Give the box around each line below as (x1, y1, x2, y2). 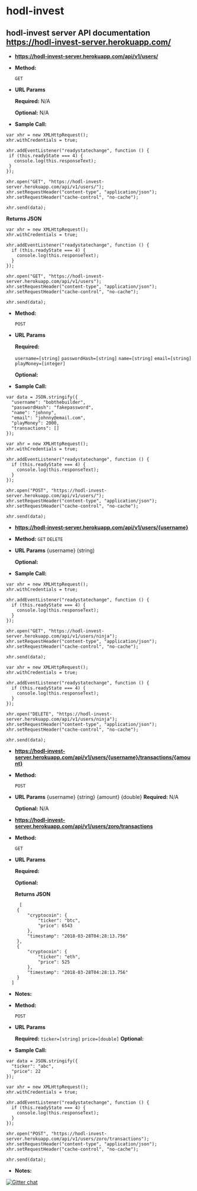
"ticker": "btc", (37, 918, 81, 923)
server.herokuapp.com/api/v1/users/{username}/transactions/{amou (14, 754, 191, 760)
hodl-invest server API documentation (6, 28, 151, 38)
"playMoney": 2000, (11, 420, 60, 426)
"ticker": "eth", (37, 954, 81, 960)
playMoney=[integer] (14, 361, 66, 367)
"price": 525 (37, 959, 70, 965)
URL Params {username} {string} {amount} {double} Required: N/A (14, 794, 179, 800)
